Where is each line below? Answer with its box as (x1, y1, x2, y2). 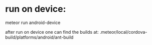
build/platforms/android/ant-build (5, 34, 74, 40)
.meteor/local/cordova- (99, 29, 148, 35)
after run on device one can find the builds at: (5, 29, 99, 35)
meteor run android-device (5, 20, 61, 25)
